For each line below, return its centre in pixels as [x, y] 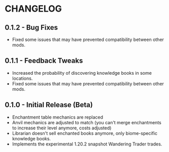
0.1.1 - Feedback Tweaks [44, 61]
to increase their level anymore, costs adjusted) [62, 128]
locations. [22, 78]
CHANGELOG [33, 9]
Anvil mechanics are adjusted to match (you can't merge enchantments [87, 122]
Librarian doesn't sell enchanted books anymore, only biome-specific [85, 133]
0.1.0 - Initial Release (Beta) [49, 105]
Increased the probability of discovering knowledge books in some [82, 73]
